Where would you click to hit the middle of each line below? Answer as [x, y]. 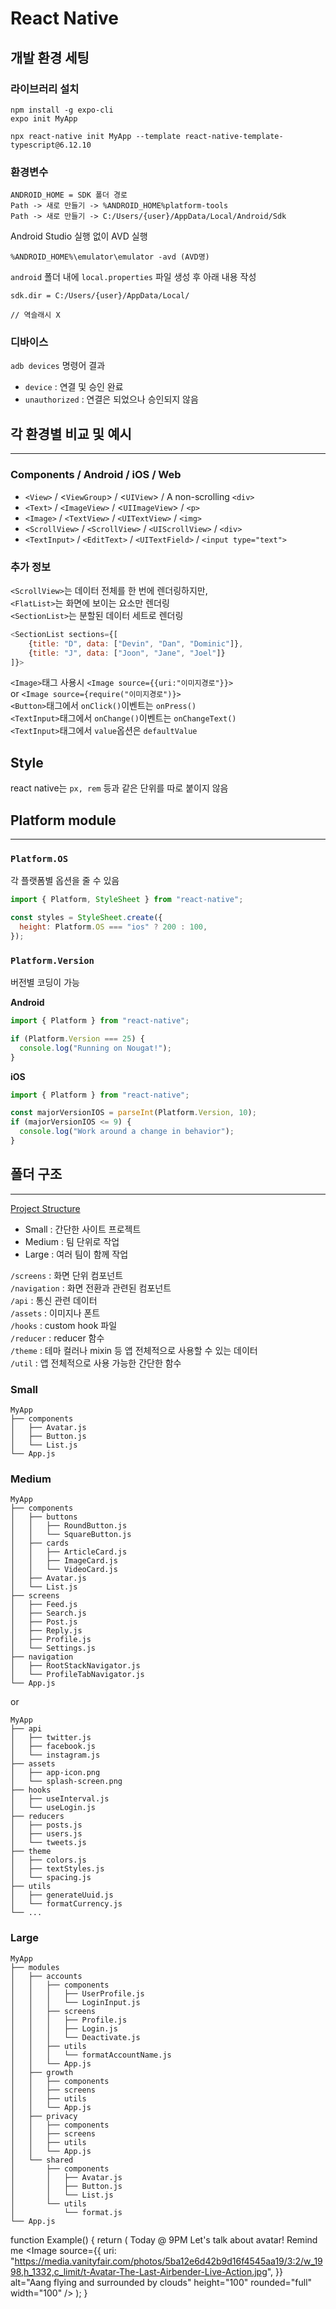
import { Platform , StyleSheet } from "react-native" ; [127, 900]
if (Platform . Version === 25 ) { [77, 1038]
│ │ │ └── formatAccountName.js [91, 2055]
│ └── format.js [66, 2212]
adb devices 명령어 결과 [58, 366]
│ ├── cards [40, 1543]
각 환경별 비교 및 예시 [71, 433]
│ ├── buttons [44, 1517]
